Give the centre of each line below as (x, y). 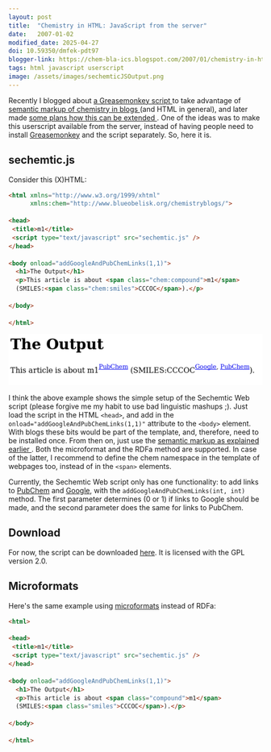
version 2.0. (28, 561)
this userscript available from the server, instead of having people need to (131, 126)
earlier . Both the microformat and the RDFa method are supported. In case (133, 449)
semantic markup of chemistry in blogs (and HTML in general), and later (128, 109)
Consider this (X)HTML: (48, 179)
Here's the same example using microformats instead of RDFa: (112, 605)
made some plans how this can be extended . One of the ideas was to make (134, 118)
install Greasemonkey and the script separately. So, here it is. (110, 135)
